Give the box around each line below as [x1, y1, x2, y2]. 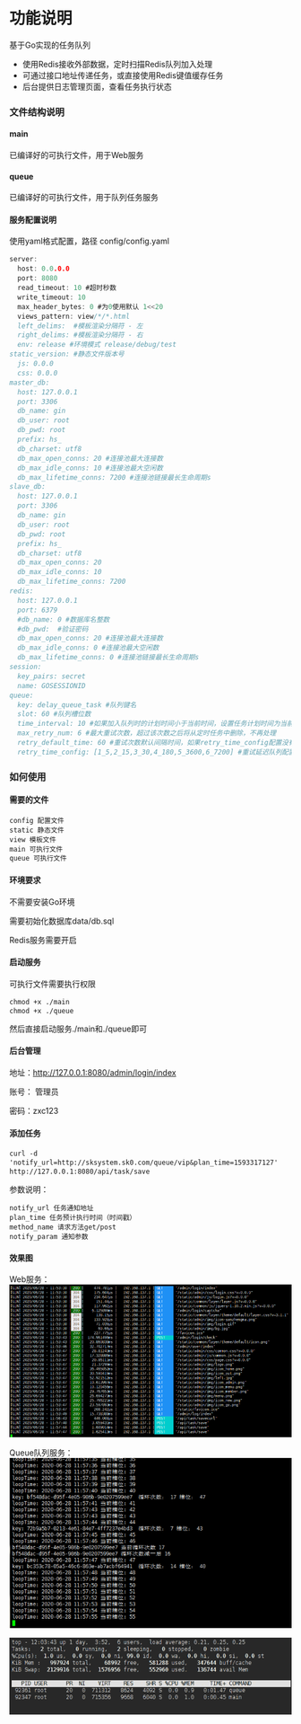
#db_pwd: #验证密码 [17, 624, 89, 633]
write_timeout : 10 [17, 293, 87, 302]
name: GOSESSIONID [17, 681, 87, 690]
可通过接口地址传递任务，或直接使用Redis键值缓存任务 [21, 69, 224, 81]
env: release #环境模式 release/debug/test [17, 340, 177, 349]
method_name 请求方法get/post [9, 1223, 116, 1232]
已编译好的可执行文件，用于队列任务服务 [9, 192, 159, 203]
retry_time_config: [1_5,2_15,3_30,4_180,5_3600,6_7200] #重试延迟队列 [17, 747, 282, 756]
